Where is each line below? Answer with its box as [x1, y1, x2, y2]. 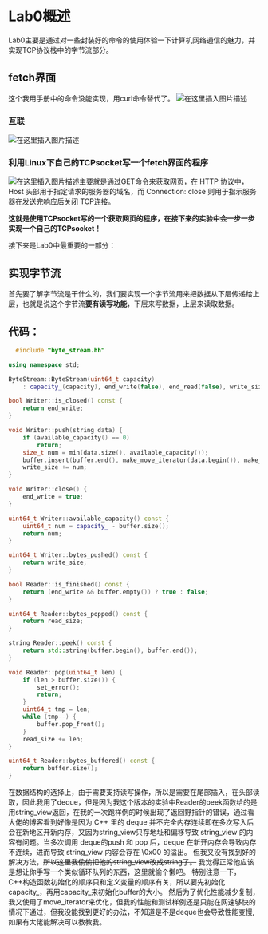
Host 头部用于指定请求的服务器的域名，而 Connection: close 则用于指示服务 [8, 187, 257, 197]
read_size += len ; [22, 735, 84, 743]
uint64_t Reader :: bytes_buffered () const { [8, 757, 156, 765]
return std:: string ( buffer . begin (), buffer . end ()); [22, 646, 198, 655]
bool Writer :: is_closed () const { [8, 397, 124, 405]
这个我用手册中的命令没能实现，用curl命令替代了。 [8, 93, 175, 103]
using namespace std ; [8, 360, 81, 368]
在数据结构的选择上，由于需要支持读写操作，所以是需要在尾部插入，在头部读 [8, 788, 260, 797]
